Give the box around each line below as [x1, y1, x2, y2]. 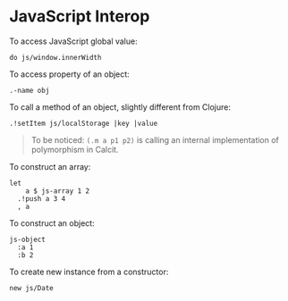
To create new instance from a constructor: [9, 266, 169, 277]
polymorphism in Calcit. [30, 144, 119, 155]
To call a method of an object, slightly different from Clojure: [9, 101, 231, 113]
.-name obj [9, 86, 50, 95]
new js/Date [9, 283, 54, 292]
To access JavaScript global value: [9, 36, 138, 46]
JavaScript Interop [9, 6, 150, 27]
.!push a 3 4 [17, 194, 66, 203]
